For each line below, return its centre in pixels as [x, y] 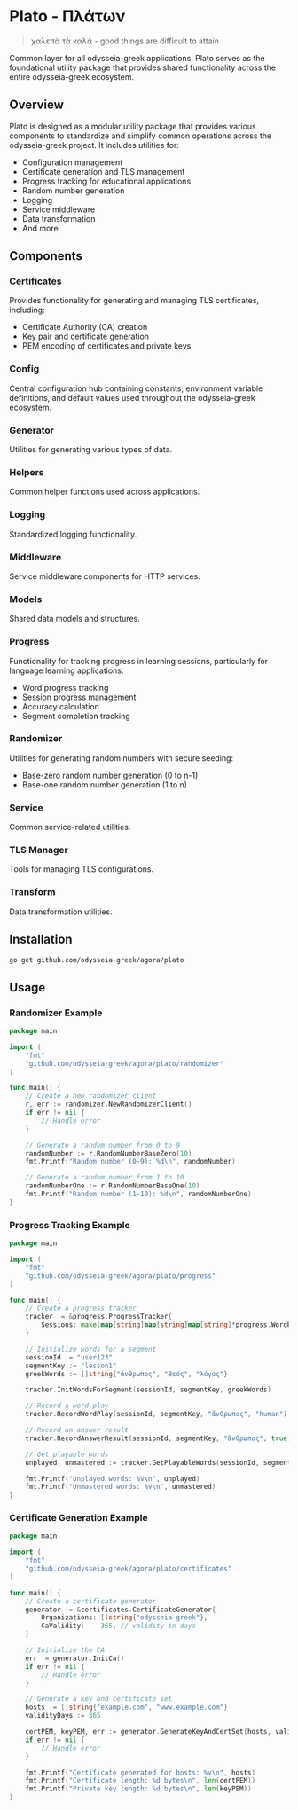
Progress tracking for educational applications [106, 181]
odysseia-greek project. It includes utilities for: [94, 145]
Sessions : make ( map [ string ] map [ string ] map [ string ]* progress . [157, 1325]
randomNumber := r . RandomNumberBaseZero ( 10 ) [109, 1153]
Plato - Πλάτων [67, 16]
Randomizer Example [56, 1013]
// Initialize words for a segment [91, 1349]
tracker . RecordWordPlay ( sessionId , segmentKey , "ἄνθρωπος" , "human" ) [157, 1414]
